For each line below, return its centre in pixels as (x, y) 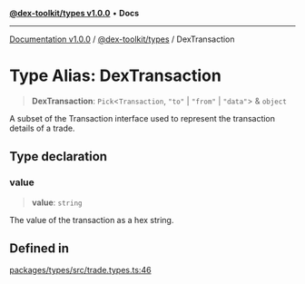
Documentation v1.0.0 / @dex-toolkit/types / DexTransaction (122, 39)
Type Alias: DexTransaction (116, 76)
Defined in (39, 249)
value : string (57, 202)
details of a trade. (42, 128)
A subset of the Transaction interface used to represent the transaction (142, 118)
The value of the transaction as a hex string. (92, 220)
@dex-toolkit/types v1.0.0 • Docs (74, 13)
